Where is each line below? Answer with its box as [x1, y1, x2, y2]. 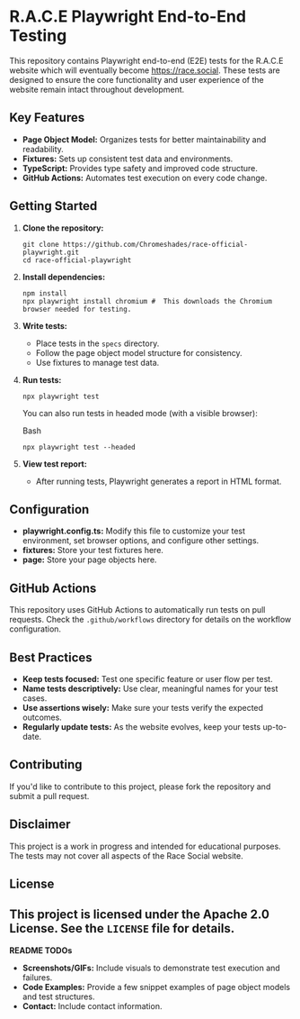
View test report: [22, 458, 87, 469]
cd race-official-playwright [22, 255, 132, 265]
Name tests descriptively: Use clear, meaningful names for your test [22, 683, 278, 694]
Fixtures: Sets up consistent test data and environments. [22, 153, 234, 164]
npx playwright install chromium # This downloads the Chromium [22, 296, 272, 305]
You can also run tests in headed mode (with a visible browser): [22, 407, 258, 418]
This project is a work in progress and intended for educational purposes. [9, 841, 281, 851]
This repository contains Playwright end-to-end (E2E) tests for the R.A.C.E [9, 55, 284, 66]
